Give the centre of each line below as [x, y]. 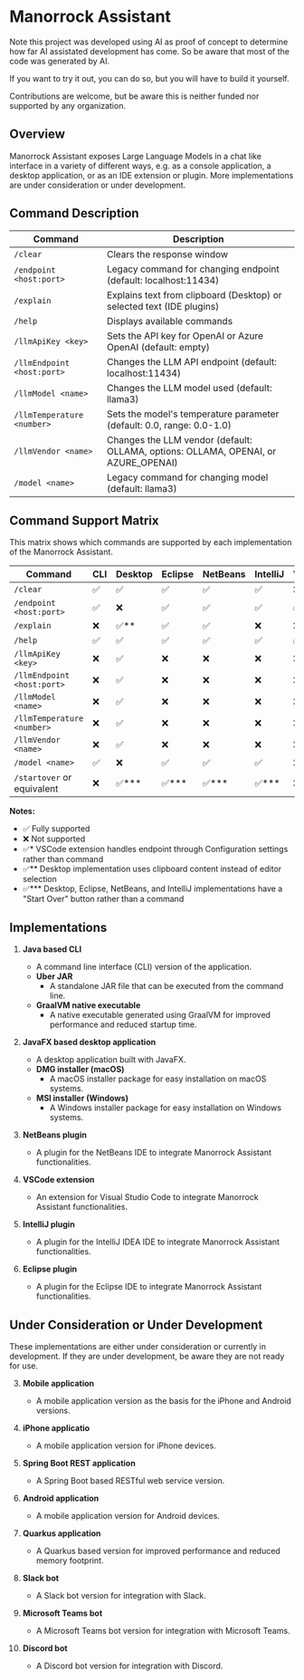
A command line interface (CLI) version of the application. [143, 967]
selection [39, 879]
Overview [38, 134]
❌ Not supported [54, 839]
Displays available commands [170, 321]
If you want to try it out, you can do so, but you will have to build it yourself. [149, 78]
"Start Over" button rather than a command [103, 899]
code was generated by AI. [60, 61]
